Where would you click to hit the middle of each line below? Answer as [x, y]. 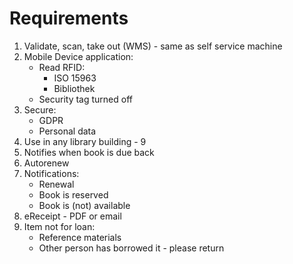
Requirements [69, 18]
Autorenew [46, 163]
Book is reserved [73, 194]
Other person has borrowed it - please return [131, 248]
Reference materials [80, 237]
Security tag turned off [86, 99]
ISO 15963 [75, 78]
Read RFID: [62, 67]
